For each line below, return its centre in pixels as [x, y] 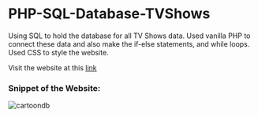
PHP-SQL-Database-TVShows [109, 14]
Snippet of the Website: [54, 88]
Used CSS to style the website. [58, 52]
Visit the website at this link [52, 67]
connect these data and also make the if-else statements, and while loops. [129, 43]
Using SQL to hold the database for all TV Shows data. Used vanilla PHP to [129, 36]
